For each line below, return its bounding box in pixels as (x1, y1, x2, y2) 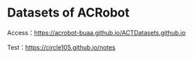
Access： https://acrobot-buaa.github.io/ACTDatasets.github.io (7, 28, 186, 37)
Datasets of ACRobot (7, 5, 130, 21)
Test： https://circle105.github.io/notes (7, 43, 116, 51)
